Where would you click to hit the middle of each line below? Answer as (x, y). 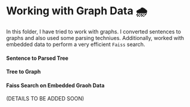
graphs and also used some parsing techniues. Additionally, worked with (95, 38)
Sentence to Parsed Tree (37, 58)
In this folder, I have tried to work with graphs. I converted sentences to (94, 31)
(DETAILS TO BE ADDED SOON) (45, 99)
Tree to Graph (24, 72)
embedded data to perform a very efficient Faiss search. (76, 44)
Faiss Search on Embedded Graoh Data (55, 85)
